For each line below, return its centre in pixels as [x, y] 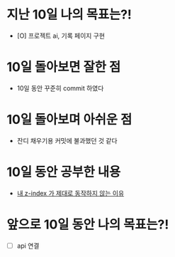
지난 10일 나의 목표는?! [69, 15]
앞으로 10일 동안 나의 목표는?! [88, 224]
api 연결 [28, 246]
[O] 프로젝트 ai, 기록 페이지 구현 [61, 36]
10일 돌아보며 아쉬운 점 [69, 120]
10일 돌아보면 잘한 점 [64, 67]
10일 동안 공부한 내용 [64, 172]
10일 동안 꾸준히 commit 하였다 [60, 88]
